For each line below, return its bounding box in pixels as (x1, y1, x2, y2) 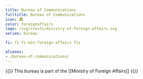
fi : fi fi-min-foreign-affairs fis (5, 40, 81, 46)
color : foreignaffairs (5, 21, 53, 27)
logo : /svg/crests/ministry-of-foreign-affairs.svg (5, 26, 117, 31)
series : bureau (5, 31, 38, 36)
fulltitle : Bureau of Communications (5, 12, 85, 17)
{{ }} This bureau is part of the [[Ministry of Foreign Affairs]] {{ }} (5, 68, 138, 74)
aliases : (5, 49, 24, 54)
